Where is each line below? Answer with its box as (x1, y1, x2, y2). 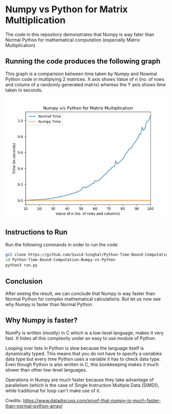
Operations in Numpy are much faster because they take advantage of (5, 377, 154, 383)
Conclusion (5, 277, 43, 286)
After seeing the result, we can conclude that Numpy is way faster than (5, 290, 155, 296)
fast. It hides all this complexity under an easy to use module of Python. (5, 335, 156, 341)
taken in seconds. (5, 87, 43, 93)
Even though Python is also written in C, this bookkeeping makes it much (5, 361, 159, 367)
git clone (5, 252, 27, 257)
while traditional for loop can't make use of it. (5, 387, 101, 394)
